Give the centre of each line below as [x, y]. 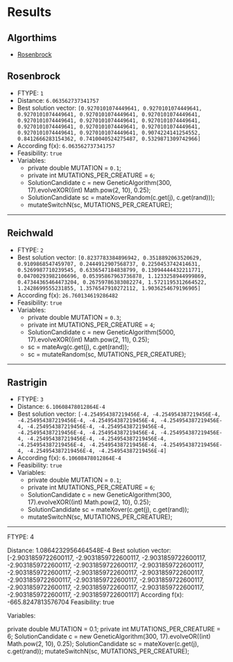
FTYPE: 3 [30, 399]
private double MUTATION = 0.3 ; [74, 317]
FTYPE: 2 [30, 250]
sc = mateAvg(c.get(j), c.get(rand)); [78, 347]
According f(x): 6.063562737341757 [66, 145]
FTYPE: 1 [30, 93]
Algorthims [32, 38]
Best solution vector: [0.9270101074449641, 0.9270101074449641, [110, 108]
